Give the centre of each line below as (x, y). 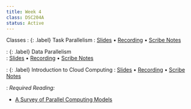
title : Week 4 (24, 12)
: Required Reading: (31, 88)
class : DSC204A (25, 17)
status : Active (25, 23)
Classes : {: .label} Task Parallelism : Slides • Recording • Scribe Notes (94, 40)
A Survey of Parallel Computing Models (64, 99)
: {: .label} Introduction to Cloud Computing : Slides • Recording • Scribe (95, 70)
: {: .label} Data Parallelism (39, 52)
